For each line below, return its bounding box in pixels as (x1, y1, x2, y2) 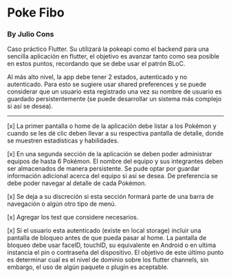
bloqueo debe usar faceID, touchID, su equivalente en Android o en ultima (7, 241, 217, 249)
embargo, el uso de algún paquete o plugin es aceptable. (7, 263, 169, 271)
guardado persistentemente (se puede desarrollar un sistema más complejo (7, 95, 222, 103)
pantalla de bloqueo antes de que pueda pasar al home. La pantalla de (7, 234, 207, 242)
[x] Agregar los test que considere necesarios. (7, 213, 139, 222)
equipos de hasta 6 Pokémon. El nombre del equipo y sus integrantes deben (7, 157, 223, 166)
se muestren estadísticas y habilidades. (7, 136, 119, 145)
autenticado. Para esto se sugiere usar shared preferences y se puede (7, 81, 207, 89)
